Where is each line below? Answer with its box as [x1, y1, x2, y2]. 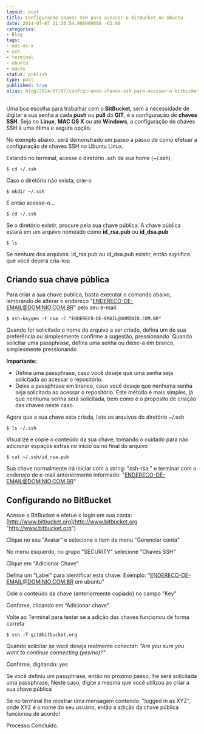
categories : [6, 26, 36, 32]
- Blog [6, 32, 23, 38]
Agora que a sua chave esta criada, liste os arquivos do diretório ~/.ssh [6, 413, 185, 421]
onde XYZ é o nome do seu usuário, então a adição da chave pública [6, 704, 179, 711]
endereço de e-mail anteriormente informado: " [6, 471, 125, 478]
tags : [6, 37, 20, 43]
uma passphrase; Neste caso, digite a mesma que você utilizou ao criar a [6, 679, 190, 686]
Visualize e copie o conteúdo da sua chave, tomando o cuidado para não [6, 436, 189, 443]
